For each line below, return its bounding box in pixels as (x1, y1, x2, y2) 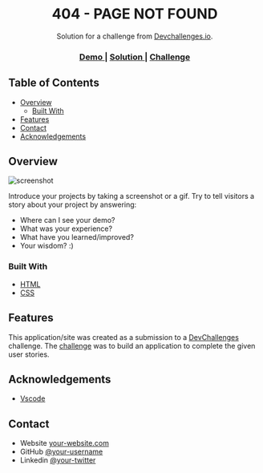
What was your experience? (19, 224, 113, 233)
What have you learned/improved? (19, 232, 135, 242)
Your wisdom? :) (19, 241, 74, 251)
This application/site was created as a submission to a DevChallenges (8, 332, 239, 342)
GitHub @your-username (19, 447, 103, 457)
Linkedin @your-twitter (19, 455, 96, 465)
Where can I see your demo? (19, 216, 115, 225)
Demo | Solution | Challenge (79, 51, 191, 63)
